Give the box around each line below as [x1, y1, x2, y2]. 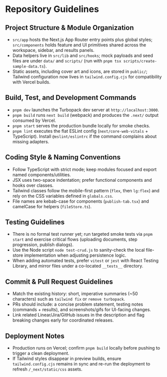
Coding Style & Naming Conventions [5, 153, 121, 162]
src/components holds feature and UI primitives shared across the [12, 42, 146, 48]
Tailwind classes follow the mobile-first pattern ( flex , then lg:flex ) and [12, 187, 160, 193]
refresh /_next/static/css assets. [12, 366, 83, 373]
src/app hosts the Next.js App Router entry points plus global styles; [12, 36, 153, 42]
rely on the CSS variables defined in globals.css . [12, 193, 114, 199]
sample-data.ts [12, 64, 44, 69]
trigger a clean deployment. [12, 351, 70, 357]
